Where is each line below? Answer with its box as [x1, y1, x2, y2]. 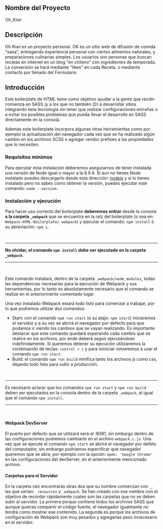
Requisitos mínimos [5, 154, 52, 160]
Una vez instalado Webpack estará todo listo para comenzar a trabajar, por [5, 300, 155, 307]
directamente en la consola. [5, 117, 61, 123]
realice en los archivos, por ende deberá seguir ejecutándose [12, 336, 135, 342]
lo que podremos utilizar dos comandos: [5, 306, 86, 311]
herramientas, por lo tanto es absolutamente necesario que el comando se [5, 286, 154, 292]
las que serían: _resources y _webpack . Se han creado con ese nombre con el [5, 489, 158, 495]
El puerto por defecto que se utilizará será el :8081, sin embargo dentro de [5, 431, 154, 436]
